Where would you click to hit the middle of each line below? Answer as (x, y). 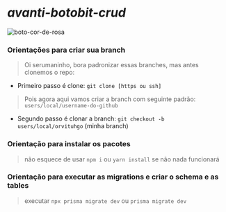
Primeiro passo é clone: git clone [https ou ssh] (89, 86)
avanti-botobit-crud (67, 13)
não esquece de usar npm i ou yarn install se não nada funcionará (122, 159)
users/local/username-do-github (71, 106)
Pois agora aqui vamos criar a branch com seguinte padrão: (110, 99)
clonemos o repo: (49, 72)
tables (18, 186)
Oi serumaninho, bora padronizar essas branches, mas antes (112, 65)
